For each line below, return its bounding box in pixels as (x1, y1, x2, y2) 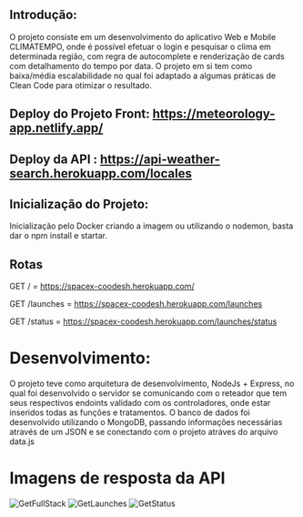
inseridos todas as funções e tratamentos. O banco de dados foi (9, 407, 250, 418)
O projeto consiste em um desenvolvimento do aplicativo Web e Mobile (9, 31, 277, 42)
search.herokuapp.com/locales (9, 166, 193, 181)
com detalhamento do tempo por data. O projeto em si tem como (9, 60, 253, 71)
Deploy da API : (9, 151, 98, 167)
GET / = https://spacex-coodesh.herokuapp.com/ (9, 281, 195, 292)
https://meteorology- (152, 106, 276, 122)
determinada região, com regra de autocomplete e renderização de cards (9, 50, 285, 62)
